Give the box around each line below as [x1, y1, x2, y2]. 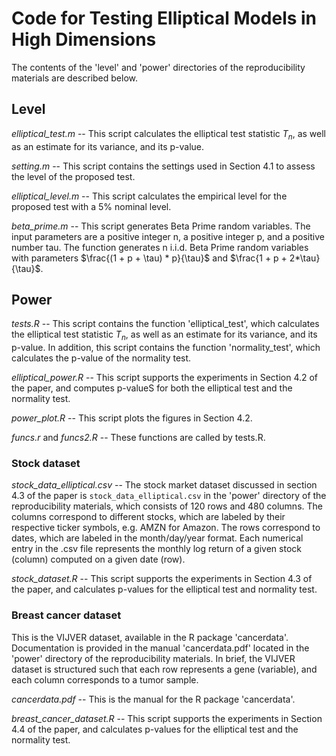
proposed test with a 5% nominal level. [11, 200, 172, 212]
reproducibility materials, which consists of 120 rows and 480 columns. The [11, 500, 323, 512]
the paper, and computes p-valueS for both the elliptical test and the [11, 382, 293, 394]
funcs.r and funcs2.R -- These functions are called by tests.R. [11, 432, 266, 444]
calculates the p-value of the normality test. [11, 352, 192, 364]
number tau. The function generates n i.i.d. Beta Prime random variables [11, 241, 309, 253]
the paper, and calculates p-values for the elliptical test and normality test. [11, 583, 318, 596]
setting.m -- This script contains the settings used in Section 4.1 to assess [11, 160, 316, 172]
